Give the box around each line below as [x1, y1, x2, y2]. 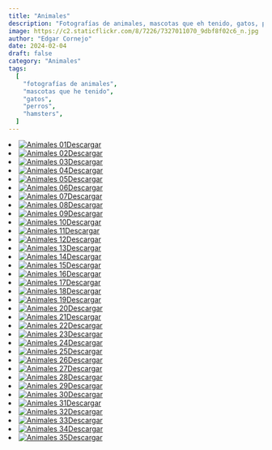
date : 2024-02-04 [8, 42, 67, 50]
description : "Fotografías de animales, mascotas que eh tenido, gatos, [8, 19, 259, 28]
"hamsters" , [23, 110, 63, 118]
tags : [8, 65, 27, 73]
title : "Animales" [8, 11, 70, 20]
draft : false [8, 49, 53, 58]
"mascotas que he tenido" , [23, 87, 114, 96]
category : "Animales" [8, 58, 82, 66]
